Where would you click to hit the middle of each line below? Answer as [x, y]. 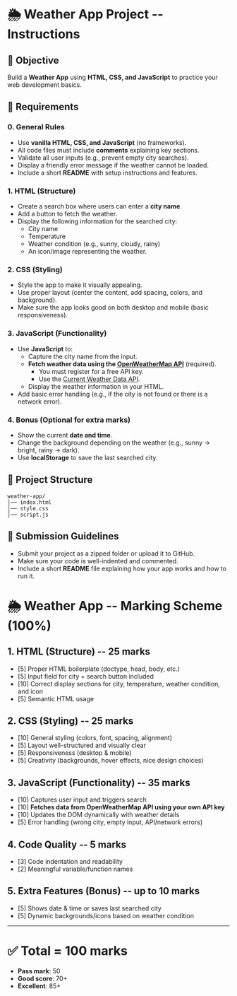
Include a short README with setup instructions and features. [107, 172]
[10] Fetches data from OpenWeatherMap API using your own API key [121, 807]
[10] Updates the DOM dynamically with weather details [98, 815]
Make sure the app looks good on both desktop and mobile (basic [113, 307]
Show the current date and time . [65, 435]
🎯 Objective [33, 60]
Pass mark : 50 [39, 971]
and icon [30, 691]
